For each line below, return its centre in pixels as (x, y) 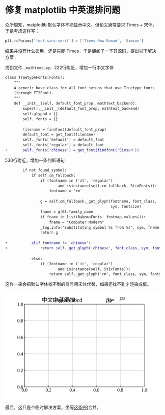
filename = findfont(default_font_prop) (65, 129)
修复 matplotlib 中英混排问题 (63, 10)
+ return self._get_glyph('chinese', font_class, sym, (78, 248)
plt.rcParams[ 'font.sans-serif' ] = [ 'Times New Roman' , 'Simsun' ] (74, 41)
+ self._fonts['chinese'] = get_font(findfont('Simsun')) (72, 150)
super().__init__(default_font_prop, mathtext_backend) (81, 109)
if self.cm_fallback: (54, 175)
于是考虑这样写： (22, 31)
